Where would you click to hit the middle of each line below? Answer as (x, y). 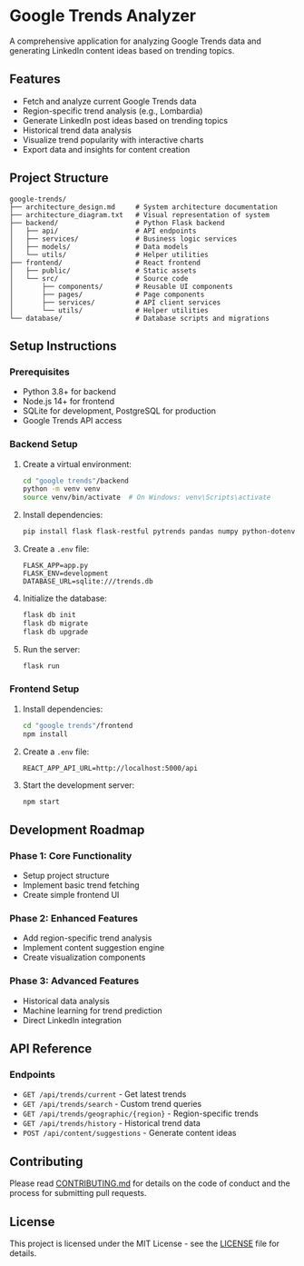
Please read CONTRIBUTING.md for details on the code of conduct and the (150, 1183)
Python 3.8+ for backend (69, 392)
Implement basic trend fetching (81, 885)
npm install (45, 734)
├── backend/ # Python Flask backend (117, 223)
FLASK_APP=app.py (55, 566)
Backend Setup (44, 444)
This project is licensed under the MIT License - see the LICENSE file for (144, 1244)
